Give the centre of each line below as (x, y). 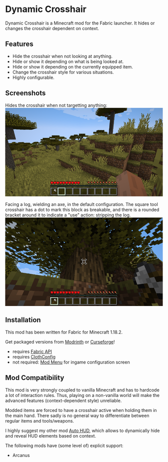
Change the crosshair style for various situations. (63, 72)
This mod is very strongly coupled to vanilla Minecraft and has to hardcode (82, 390)
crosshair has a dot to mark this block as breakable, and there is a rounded (82, 209)
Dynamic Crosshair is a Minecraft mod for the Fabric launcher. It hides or (80, 23)
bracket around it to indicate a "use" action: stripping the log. (68, 215)
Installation (23, 320)
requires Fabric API (32, 351)
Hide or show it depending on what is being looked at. (68, 61)
